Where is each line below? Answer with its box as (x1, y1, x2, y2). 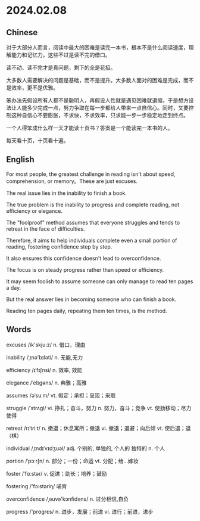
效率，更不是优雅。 (11, 84, 58, 91)
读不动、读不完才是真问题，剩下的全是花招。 (6, 64, 116, 71)
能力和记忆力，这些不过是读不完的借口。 (11, 51, 111, 58)
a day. (6, 284, 21, 291)
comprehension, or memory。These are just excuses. (6, 177, 138, 185)
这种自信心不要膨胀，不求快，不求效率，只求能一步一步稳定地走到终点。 (11, 111, 189, 119)
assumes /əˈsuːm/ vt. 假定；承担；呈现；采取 (6, 392, 116, 399)
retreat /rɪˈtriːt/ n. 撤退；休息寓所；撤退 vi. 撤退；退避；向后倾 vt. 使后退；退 (6, 424, 191, 432)
